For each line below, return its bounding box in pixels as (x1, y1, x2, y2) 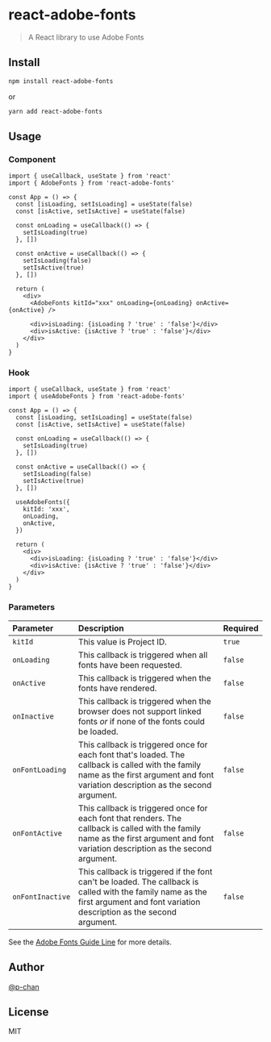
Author (8, 961, 44, 974)
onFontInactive (12, 892, 71, 901)
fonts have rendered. (77, 682, 157, 694)
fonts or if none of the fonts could (77, 715, 206, 727)
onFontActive (12, 828, 63, 838)
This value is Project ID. (77, 636, 168, 647)
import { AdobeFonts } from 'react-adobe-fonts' (8, 179, 175, 187)
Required (223, 623, 259, 634)
